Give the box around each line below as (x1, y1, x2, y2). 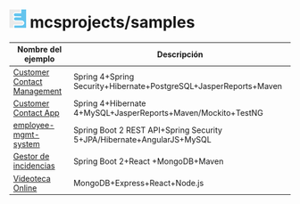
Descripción (156, 49, 204, 60)
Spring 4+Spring (72, 71, 135, 82)
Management (12, 86, 62, 96)
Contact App (12, 107, 60, 118)
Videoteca (12, 173, 51, 184)
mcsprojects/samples (29, 12, 196, 33)
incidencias (12, 160, 55, 171)
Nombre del (17, 45, 62, 55)
